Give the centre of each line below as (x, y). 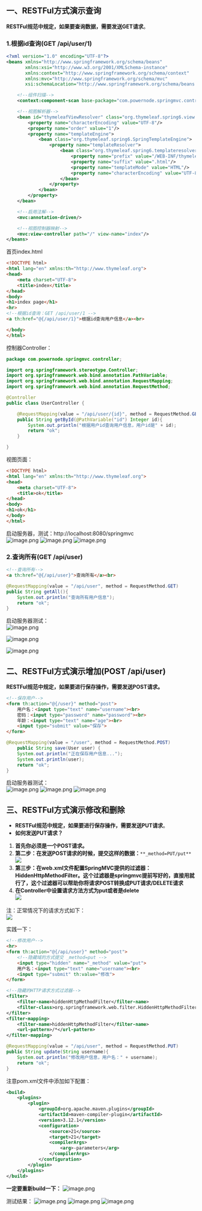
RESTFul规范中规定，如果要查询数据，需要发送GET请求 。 (78, 26)
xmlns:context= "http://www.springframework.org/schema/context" (107, 73)
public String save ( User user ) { (59, 748)
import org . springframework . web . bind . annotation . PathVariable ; (87, 376)
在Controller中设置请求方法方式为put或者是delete (77, 891)
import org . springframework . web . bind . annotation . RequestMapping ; (90, 381)
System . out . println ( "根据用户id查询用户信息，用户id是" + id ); (102, 425)
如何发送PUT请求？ (39, 833)
